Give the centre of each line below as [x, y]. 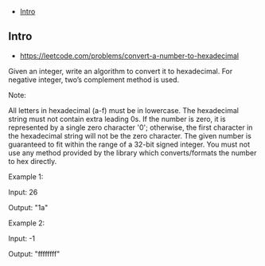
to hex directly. [33, 161]
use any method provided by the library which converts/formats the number [132, 153]
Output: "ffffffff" [34, 253]
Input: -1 [22, 238]
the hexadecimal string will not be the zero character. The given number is [130, 135]
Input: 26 [23, 192]
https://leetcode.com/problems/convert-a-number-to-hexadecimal [129, 56]
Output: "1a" [28, 207]
